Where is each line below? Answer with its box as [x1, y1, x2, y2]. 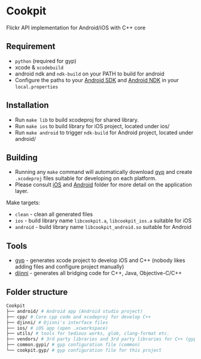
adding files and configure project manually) [14, 263, 124, 270]
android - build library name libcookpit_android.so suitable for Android [14, 224, 191, 231]
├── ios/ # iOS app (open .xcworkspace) [6, 325, 109, 331]
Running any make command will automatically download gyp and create [14, 168, 193, 176]
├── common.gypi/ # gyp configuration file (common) [6, 342, 141, 348]
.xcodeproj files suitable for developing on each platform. [14, 175, 157, 182]
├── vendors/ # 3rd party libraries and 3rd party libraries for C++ [6, 336, 184, 342]
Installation [6, 100, 49, 110]
